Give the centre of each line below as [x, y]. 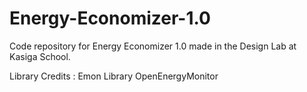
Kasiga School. [40, 56]
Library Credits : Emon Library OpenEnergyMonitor [114, 76]
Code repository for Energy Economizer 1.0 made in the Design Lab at [153, 46]
